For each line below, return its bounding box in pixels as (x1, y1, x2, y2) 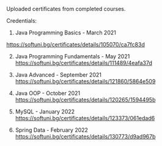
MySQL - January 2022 (15, 108, 75, 115)
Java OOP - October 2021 (15, 90, 81, 97)
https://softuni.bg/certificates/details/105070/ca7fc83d (6, 41, 145, 48)
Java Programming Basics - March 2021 (15, 29, 116, 36)
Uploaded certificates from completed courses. (6, 6, 126, 12)
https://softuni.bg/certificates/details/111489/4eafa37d (15, 60, 153, 66)
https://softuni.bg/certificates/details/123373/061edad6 (15, 115, 155, 121)
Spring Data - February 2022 (15, 126, 89, 134)
